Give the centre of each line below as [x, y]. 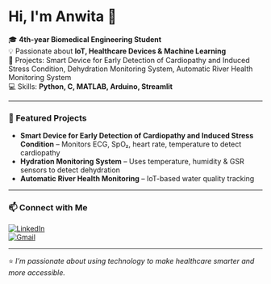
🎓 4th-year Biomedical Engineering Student [85, 39]
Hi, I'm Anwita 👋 [63, 17]
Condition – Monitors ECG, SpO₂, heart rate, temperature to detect [131, 144]
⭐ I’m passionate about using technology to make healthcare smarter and [131, 261]
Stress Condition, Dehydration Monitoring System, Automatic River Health [131, 69]
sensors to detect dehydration [70, 170]
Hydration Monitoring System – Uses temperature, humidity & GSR [132, 162]
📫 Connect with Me [48, 208]
